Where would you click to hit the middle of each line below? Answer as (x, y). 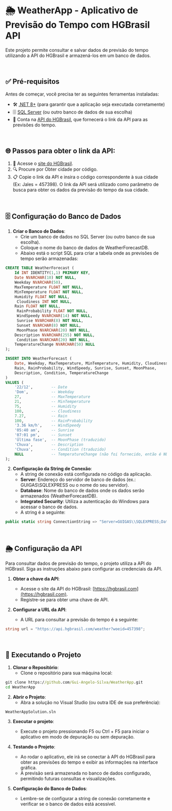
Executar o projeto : (34, 722)
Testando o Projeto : (34, 747)
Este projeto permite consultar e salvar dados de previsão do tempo (77, 50)
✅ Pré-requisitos (33, 81)
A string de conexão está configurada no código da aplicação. (86, 474)
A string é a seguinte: (43, 512)
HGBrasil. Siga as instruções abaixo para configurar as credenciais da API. (84, 569)
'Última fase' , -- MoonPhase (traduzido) (60, 440)
